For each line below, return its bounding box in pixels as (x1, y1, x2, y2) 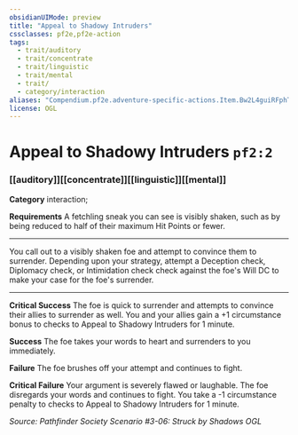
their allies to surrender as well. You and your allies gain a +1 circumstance (9, 309, 282, 320)
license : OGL (9, 104, 58, 113)
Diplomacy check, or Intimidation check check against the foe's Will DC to (9, 265, 279, 275)
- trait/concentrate (17, 54, 93, 63)
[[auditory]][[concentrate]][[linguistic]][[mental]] (9, 174, 227, 186)
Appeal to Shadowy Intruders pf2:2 (9, 142, 273, 162)
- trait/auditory (17, 46, 82, 55)
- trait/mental (17, 71, 74, 80)
